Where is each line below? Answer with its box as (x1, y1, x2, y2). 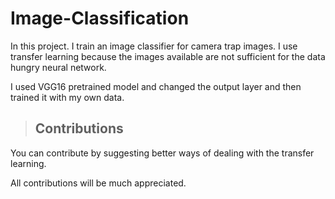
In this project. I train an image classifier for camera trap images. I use (10, 40, 298, 52)
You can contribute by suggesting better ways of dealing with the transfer (10, 147, 315, 159)
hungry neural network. (10, 61, 107, 73)
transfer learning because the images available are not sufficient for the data (10, 50, 326, 62)
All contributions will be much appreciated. (10, 177, 187, 189)
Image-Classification (10, 7, 190, 30)
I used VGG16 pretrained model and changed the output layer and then (10, 80, 302, 92)
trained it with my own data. (10, 91, 125, 103)
